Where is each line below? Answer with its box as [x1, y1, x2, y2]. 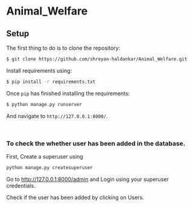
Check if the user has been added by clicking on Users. [6, 194, 145, 201]
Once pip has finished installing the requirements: [6, 90, 130, 97]
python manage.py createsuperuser [6, 165, 93, 171]
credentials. [6, 182, 36, 189]
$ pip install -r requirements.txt [6, 79, 96, 85]
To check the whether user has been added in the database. [6, 139, 186, 148]
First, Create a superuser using [6, 153, 83, 160]
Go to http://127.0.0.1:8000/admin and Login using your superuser [6, 176, 169, 183]
